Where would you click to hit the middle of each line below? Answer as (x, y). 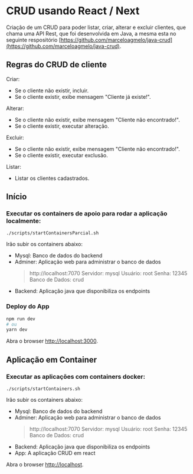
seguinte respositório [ (34, 40)
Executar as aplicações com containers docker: (76, 376)
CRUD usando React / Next (73, 11)
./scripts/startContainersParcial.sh (53, 233)
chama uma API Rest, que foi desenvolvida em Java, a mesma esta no (91, 33)
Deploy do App (28, 307)
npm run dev (21, 319)
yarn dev (17, 330)
